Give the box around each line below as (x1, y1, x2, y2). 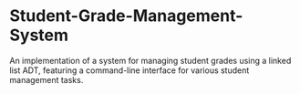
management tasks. (9, 74, 84, 85)
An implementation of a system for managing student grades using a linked (9, 55, 292, 66)
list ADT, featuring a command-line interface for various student (9, 65, 250, 76)
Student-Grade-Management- (9, 5, 243, 26)
